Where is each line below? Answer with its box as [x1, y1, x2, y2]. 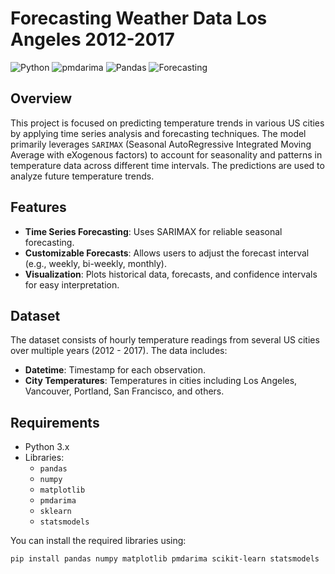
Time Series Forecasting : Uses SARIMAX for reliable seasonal [24, 225, 283, 237]
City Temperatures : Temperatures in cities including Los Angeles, [24, 375, 298, 387]
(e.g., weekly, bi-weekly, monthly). [24, 257, 167, 269]
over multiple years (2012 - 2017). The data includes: [10, 345, 228, 357]
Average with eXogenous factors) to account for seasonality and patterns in [10, 148, 323, 161]
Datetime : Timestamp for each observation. [24, 364, 206, 376]
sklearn [39, 507, 72, 517]
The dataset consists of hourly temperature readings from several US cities [10, 334, 320, 346]
